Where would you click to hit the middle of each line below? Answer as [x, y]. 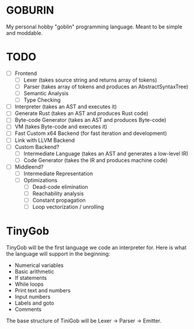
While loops [29, 284]
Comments [28, 309]
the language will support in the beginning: [58, 254]
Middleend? [29, 167]
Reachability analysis [58, 193]
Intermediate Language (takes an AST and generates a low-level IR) [106, 153]
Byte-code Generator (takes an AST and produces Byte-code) [90, 120]
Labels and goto [34, 303]
